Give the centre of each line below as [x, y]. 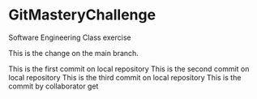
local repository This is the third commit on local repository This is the [125, 77]
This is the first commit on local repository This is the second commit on [129, 69]
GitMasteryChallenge [82, 15]
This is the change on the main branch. [74, 53]
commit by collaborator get [54, 86]
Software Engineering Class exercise [70, 37]
